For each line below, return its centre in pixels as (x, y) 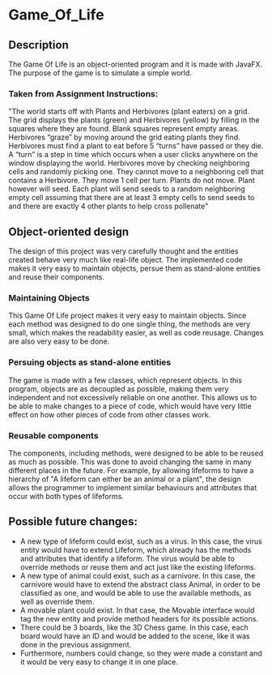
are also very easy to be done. (59, 341)
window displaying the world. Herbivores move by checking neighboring (129, 163)
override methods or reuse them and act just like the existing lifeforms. (138, 567)
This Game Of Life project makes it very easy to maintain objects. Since (127, 316)
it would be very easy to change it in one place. (99, 661)
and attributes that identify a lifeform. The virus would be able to (127, 558)
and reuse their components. (57, 277)
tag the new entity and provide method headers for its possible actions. (139, 618)
